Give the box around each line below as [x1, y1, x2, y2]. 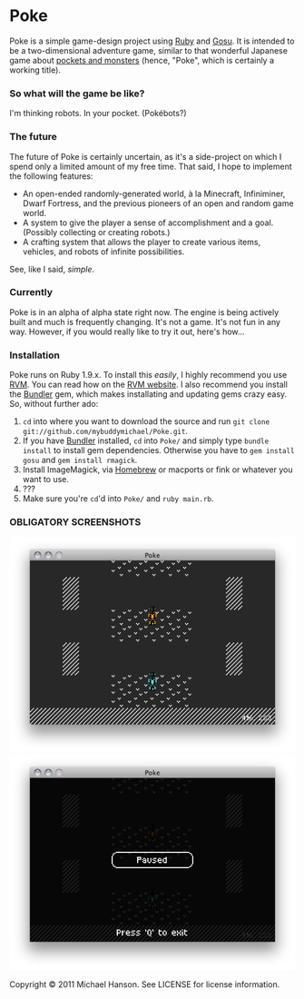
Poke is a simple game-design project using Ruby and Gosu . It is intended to [9, 35, 295, 46]
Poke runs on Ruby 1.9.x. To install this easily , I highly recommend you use [9, 370, 288, 381]
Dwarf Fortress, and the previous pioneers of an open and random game [22, 197, 294, 209]
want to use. [22, 474, 70, 485]
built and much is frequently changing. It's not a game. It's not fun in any [9, 316, 281, 327]
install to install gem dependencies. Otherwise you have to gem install [22, 445, 295, 456]
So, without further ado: [9, 399, 99, 410]
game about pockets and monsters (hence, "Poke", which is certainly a [9, 54, 275, 65]
